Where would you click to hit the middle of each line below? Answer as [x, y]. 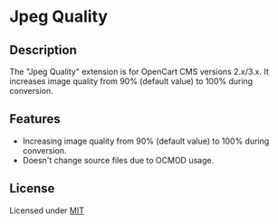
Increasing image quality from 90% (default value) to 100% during [146, 141]
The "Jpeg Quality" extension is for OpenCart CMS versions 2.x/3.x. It [139, 71]
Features [35, 119]
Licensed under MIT [47, 210]
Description [43, 50]
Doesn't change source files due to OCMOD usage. [118, 160]
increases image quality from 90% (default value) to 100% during [131, 81]
